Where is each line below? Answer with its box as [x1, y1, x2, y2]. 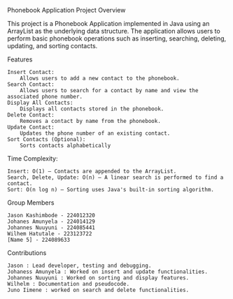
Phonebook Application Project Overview [7, 6, 126, 14]
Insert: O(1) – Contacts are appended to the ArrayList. [7, 168, 177, 175]
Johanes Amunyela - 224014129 [7, 218, 96, 225]
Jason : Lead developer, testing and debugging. [7, 262, 152, 269]
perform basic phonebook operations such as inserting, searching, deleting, [7, 34, 227, 43]
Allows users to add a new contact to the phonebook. [20, 75, 180, 82]
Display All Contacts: [7, 99, 73, 106]
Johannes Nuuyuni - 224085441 [7, 224, 96, 231]
